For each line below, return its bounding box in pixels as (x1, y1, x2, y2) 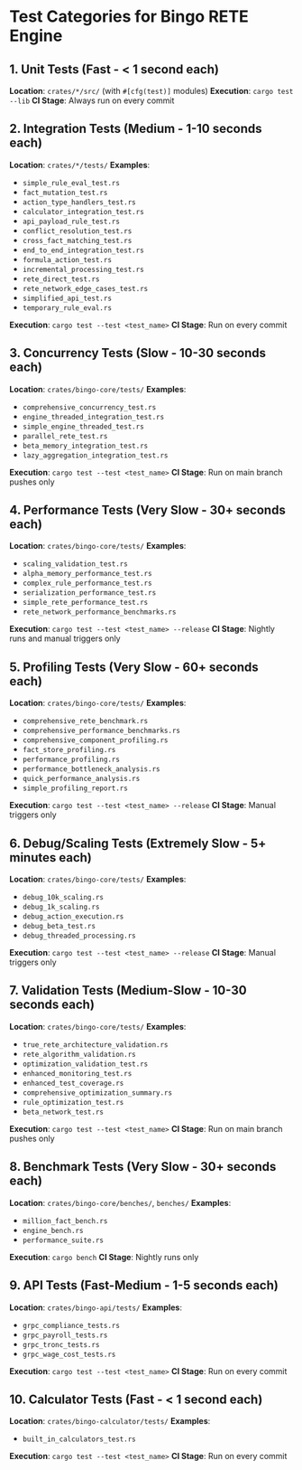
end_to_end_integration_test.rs (22, 246, 144, 255)
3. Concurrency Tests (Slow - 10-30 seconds (9, 345, 266, 361)
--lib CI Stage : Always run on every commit (9, 95, 175, 106)
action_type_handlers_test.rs (22, 197, 137, 207)
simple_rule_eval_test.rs (22, 178, 120, 187)
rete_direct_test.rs (22, 274, 100, 284)
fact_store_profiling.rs (22, 746, 116, 755)
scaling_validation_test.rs (22, 560, 128, 569)
